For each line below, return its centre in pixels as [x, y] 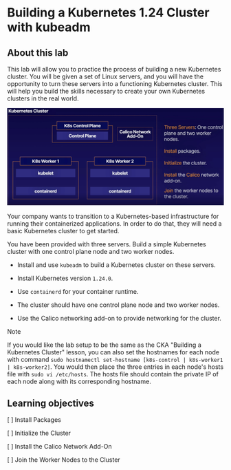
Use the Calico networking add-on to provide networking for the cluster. [119, 319]
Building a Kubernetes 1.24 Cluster [108, 13]
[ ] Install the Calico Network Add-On [59, 447]
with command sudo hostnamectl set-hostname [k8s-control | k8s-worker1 [115, 360]
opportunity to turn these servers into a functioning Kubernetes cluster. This [115, 84]
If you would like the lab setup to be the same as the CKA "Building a [104, 345]
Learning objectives [51, 403]
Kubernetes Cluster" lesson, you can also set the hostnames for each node [113, 352]
